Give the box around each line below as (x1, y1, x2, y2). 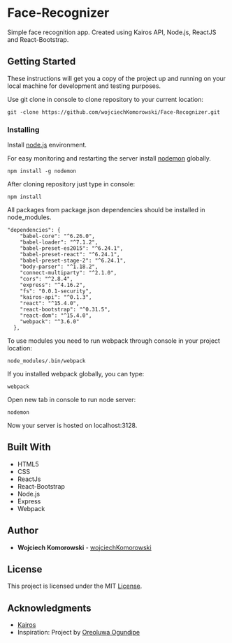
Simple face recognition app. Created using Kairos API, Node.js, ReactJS (7, 28, 217, 36)
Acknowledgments (7, 602, 92, 614)
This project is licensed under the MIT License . (7, 582, 143, 591)
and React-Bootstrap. (7, 35, 69, 43)
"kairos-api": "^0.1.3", (20, 294, 92, 301)
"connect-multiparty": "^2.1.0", (20, 269, 117, 276)
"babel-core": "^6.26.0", (20, 232, 96, 240)
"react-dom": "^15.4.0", (20, 312, 92, 319)
